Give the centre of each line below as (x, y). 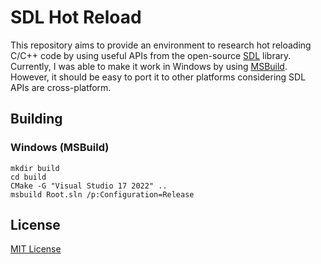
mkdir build (35, 168)
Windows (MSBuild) (60, 148)
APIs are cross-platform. (61, 87)
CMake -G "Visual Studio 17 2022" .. (89, 186)
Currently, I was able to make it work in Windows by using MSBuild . (149, 66)
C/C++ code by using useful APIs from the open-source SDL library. (151, 55)
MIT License (36, 249)
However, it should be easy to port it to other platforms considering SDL (158, 77)
